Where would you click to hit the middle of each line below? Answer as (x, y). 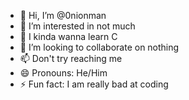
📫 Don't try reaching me (71, 58)
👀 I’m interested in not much (77, 26)
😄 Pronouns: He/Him (63, 73)
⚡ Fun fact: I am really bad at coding (94, 84)
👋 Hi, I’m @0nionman (63, 15)
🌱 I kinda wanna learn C (68, 36)
